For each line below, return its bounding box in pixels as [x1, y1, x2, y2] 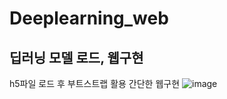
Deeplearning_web [9, 7, 169, 30]
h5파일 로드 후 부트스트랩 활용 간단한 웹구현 [9, 78, 181, 89]
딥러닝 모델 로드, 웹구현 [9, 49, 144, 66]
